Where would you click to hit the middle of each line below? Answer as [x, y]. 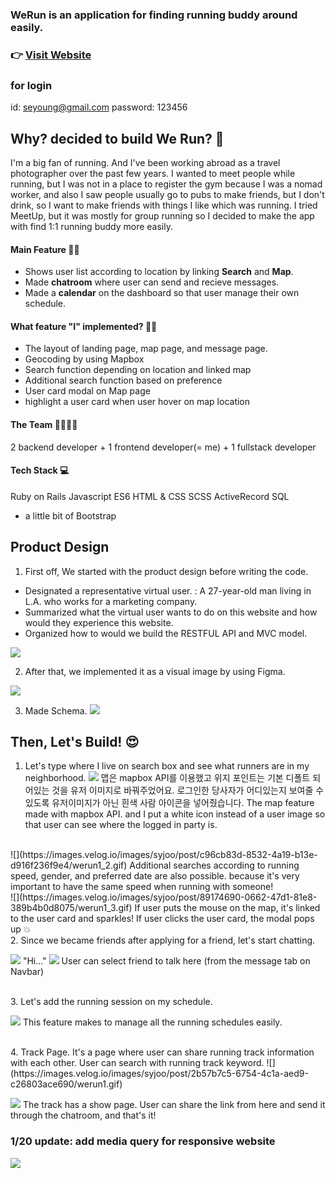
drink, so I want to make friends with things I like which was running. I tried [164, 205]
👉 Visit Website [51, 55]
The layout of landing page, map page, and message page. [146, 349]
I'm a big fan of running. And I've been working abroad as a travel [145, 162]
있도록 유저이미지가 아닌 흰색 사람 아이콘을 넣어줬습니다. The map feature [169, 803]
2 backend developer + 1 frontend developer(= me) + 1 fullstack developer [163, 447]
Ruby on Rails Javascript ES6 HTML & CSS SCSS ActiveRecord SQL [150, 496]
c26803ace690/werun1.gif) [66, 1084]
